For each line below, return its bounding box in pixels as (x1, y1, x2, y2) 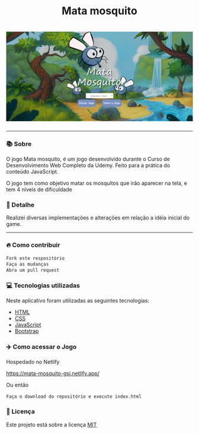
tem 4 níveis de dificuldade (6, 186, 72, 193)
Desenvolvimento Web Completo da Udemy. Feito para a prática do (6, 162, 171, 169)
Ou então (6, 382, 29, 389)
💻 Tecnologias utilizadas (6, 281, 80, 290)
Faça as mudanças (6, 261, 49, 267)
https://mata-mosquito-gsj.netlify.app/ (6, 370, 99, 377)
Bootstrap (14, 327, 39, 334)
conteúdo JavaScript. (6, 168, 59, 175)
